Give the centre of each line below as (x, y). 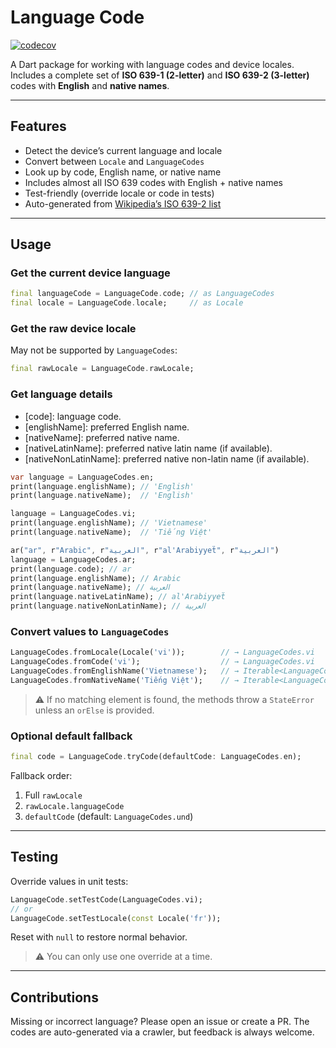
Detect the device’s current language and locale (123, 150)
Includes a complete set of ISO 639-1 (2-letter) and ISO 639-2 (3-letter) (160, 75)
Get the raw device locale (73, 329)
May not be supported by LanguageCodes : (94, 350)
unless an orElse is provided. (94, 710)
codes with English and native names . (90, 85)
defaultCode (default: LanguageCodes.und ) (109, 816)
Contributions (54, 997)
